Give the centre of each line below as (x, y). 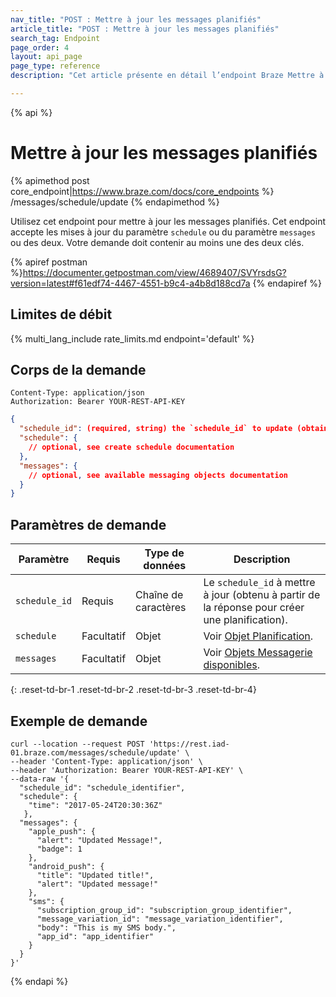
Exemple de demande (79, 721)
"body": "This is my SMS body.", (106, 927)
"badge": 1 (59, 849)
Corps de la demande (78, 370)
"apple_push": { (62, 831)
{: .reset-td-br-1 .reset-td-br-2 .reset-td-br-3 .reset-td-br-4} (133, 690)
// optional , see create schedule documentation (131, 447)
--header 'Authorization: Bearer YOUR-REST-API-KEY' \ (127, 770)
